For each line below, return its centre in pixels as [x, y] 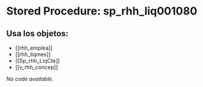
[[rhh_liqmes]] [33, 54]
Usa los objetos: [37, 34]
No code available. [30, 79]
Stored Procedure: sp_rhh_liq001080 [102, 11]
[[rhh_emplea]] [34, 48]
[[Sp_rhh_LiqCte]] [37, 61]
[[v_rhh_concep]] [36, 67]
